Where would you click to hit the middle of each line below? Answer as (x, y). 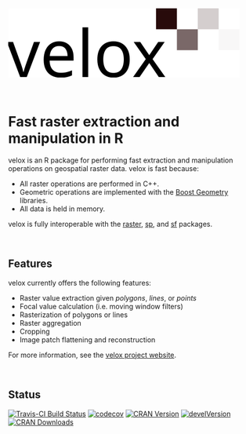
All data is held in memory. (62, 209)
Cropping (34, 331)
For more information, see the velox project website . (92, 355)
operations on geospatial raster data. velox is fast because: (104, 168)
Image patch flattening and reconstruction (87, 339)
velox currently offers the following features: (80, 283)
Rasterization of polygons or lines (73, 315)
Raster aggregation (51, 323)
